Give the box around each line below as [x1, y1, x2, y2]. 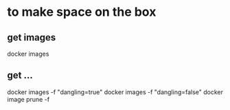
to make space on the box [7, 4, 157, 20]
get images [7, 32, 56, 43]
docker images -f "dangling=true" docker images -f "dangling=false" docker [7, 87, 224, 96]
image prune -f [7, 95, 50, 103]
